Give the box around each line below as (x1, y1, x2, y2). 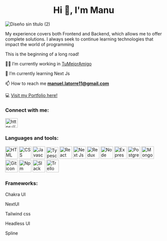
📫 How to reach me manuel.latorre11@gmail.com (5, 80, 110, 86)
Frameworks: (5, 180, 38, 187)
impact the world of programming (5, 41, 74, 47)
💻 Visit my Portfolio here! (5, 92, 58, 98)
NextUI (5, 201, 20, 207)
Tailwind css (5, 210, 31, 216)
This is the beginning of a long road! (5, 51, 80, 57)
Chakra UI (5, 191, 26, 197)
